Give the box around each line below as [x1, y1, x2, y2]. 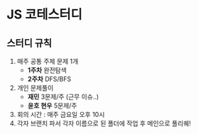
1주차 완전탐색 [27, 66, 67, 74]
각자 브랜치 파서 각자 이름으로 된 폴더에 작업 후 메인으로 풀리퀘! [16, 119, 191, 128]
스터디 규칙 [6, 37, 53, 49]
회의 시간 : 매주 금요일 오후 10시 [16, 111, 105, 118]
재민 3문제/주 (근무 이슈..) [27, 93, 99, 101]
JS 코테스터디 [6, 6, 83, 23]
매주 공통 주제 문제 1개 [16, 57, 79, 65]
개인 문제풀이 [16, 84, 54, 92]
